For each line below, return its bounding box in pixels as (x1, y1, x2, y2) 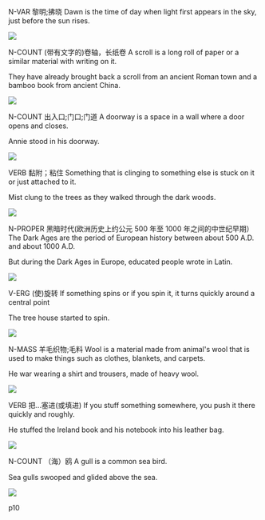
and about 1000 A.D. (8, 242, 76, 250)
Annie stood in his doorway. (8, 137, 100, 146)
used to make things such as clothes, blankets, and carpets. (8, 354, 206, 362)
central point (8, 298, 50, 306)
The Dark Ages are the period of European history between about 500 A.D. (8, 233, 255, 242)
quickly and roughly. (8, 410, 76, 418)
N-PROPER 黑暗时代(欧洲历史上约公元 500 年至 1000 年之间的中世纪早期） (8, 224, 254, 234)
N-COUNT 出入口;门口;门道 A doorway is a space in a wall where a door (8, 112, 245, 122)
